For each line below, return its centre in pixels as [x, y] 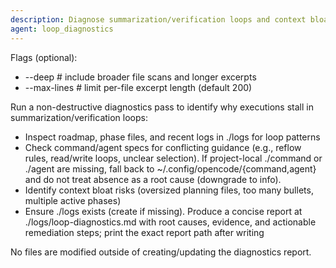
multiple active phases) [73, 200]
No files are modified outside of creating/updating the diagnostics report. [161, 252]
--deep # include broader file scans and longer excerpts [140, 77]
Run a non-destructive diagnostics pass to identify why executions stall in [162, 107]
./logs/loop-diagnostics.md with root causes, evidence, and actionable [170, 222]
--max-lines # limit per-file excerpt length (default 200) [138, 87]
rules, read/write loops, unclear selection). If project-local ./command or [173, 158]
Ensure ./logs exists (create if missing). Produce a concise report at [163, 211]
